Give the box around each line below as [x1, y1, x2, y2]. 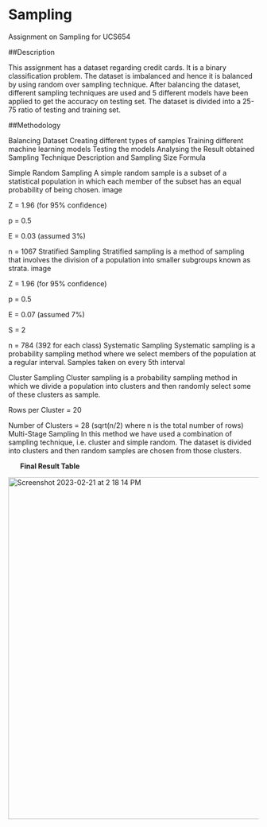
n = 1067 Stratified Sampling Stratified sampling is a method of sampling [8, 247, 245, 256]
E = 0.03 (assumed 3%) [8, 231, 86, 240]
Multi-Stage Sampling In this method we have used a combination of [8, 429, 233, 438]
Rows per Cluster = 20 [8, 405, 82, 414]
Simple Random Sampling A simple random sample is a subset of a [8, 168, 227, 177]
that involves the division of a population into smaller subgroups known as [8, 254, 251, 264]
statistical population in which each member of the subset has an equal [8, 177, 242, 186]
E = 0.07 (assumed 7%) [8, 309, 85, 319]
